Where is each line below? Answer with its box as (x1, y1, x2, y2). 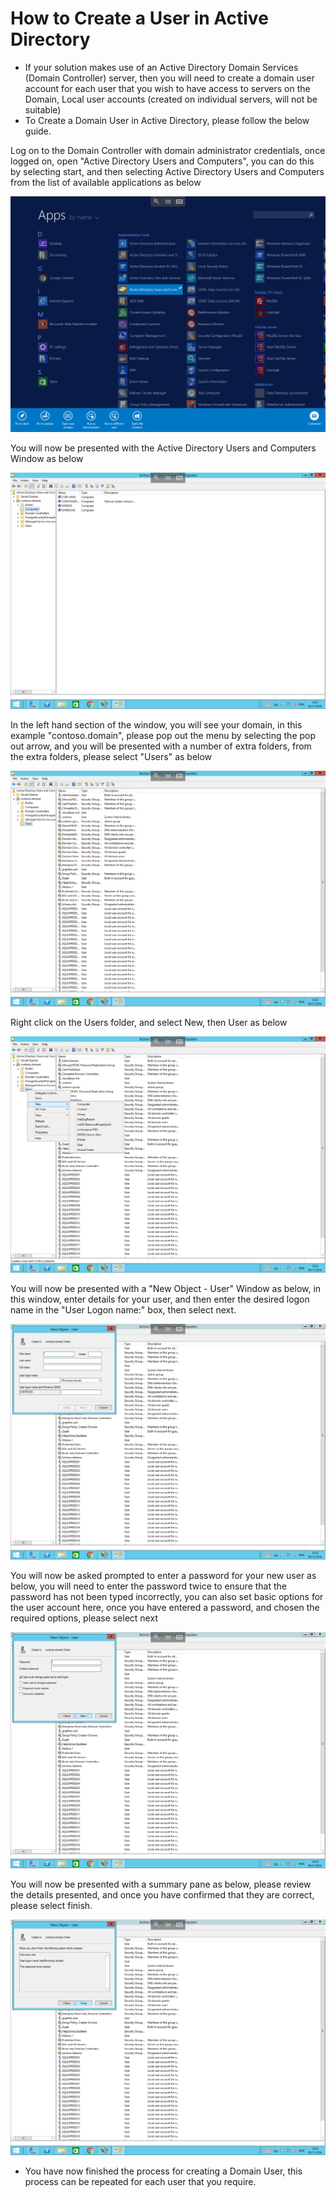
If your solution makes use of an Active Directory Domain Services (24, 61, 299, 73)
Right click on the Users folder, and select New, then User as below (10, 1017, 288, 1029)
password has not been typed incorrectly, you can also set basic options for (10, 1591, 324, 1603)
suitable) (24, 103, 62, 116)
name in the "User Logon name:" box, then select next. (10, 1303, 237, 1316)
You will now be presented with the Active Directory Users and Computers (10, 442, 317, 454)
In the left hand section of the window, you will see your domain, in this (10, 718, 303, 731)
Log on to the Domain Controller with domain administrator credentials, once (10, 144, 326, 156)
